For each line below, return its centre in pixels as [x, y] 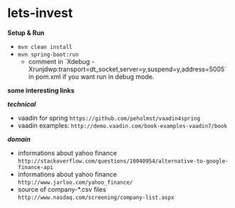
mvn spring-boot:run [48, 55]
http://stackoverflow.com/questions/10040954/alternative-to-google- [123, 161]
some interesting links [41, 90]
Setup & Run [26, 33]
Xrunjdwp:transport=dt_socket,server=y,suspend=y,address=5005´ [127, 69]
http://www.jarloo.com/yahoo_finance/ [75, 182]
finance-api [35, 167]
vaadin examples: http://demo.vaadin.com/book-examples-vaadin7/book [122, 125]
